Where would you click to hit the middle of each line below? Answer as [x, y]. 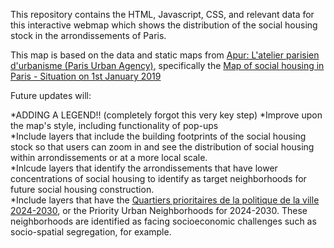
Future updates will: [51, 95]
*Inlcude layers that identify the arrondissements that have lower [144, 168]
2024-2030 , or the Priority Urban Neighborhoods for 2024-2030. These [159, 210]
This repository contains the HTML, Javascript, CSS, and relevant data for [162, 14]
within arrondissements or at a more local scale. [109, 157]
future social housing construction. [82, 189]
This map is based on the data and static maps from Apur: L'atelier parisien [165, 55]
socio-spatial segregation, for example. [91, 232]
